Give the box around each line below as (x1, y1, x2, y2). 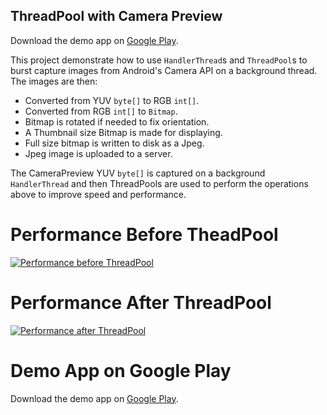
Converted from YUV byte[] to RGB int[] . (24, 94, 200, 106)
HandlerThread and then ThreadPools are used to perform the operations (10, 177, 309, 189)
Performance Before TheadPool (10, 224, 279, 246)
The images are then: (10, 75, 98, 87)
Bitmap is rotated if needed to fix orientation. (24, 115, 210, 128)
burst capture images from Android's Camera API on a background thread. (10, 64, 318, 76)
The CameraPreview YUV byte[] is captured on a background (10, 167, 266, 179)
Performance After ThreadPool (10, 291, 272, 314)
